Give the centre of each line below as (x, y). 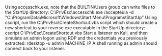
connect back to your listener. (35, 48)
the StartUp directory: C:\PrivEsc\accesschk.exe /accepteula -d (69, 12)
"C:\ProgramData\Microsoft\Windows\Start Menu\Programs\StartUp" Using (81, 17)
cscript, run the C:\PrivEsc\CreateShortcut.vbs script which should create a (81, 22)
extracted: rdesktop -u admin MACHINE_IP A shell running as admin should (81, 43)
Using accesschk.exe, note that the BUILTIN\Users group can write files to (80, 7)
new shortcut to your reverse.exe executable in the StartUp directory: (75, 28)
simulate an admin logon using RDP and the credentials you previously (76, 38)
